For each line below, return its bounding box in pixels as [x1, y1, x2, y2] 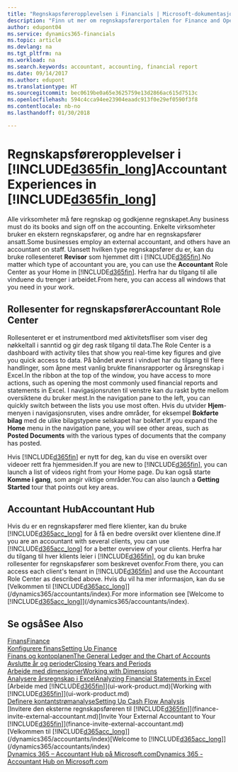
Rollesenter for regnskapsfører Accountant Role [7, 303, 221, 316]
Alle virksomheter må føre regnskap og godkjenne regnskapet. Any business [7, 214, 229, 224]
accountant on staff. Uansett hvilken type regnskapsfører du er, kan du [7, 245, 214, 253]
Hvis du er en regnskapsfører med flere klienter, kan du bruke [7, 522, 187, 531]
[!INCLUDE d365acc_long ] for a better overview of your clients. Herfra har [7, 544, 222, 553]
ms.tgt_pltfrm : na [7, 50, 62, 57]
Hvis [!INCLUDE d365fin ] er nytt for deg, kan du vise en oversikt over [7, 452, 208, 461]
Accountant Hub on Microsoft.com [7, 757, 108, 766]
